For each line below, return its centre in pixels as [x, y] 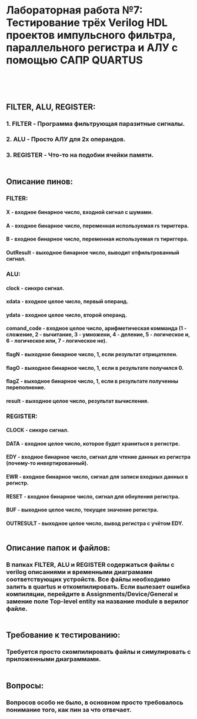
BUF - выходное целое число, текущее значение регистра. [82, 510]
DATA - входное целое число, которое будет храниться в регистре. [93, 443]
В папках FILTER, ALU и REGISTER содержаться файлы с [90, 565]
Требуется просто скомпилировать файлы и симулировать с [98, 652]
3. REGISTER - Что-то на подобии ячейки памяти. [80, 155]
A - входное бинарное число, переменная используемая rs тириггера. [98, 225]
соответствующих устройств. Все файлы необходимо [88, 580]
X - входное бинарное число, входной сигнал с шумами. [80, 212]
